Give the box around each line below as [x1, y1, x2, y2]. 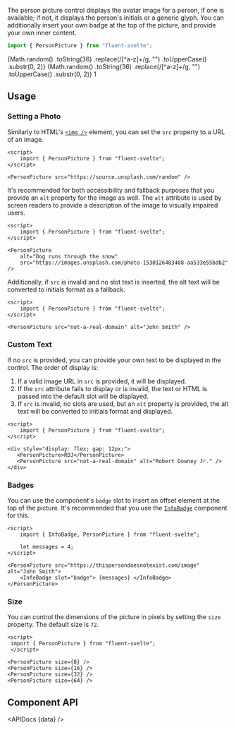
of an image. [7, 135, 44, 143]
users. [7, 208, 26, 217]
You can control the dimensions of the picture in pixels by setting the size [7, 613, 221, 621]
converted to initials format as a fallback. [7, 285, 125, 294]
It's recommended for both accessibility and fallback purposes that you [7, 186, 215, 194]
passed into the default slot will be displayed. [17, 392, 149, 400]
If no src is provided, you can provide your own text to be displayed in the [7, 356, 222, 364]
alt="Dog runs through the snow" [20, 253, 118, 260]
